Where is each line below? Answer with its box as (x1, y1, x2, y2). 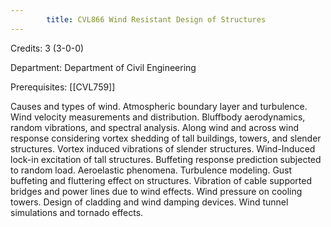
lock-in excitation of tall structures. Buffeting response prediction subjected (10, 153, 322, 165)
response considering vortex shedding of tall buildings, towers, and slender (10, 132, 322, 144)
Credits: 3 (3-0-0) (10, 42, 85, 54)
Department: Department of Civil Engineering (10, 61, 197, 73)
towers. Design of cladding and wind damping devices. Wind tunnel (10, 196, 289, 208)
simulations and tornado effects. (10, 206, 144, 218)
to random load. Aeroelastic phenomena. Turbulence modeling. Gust (10, 164, 293, 176)
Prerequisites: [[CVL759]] (10, 81, 116, 93)
